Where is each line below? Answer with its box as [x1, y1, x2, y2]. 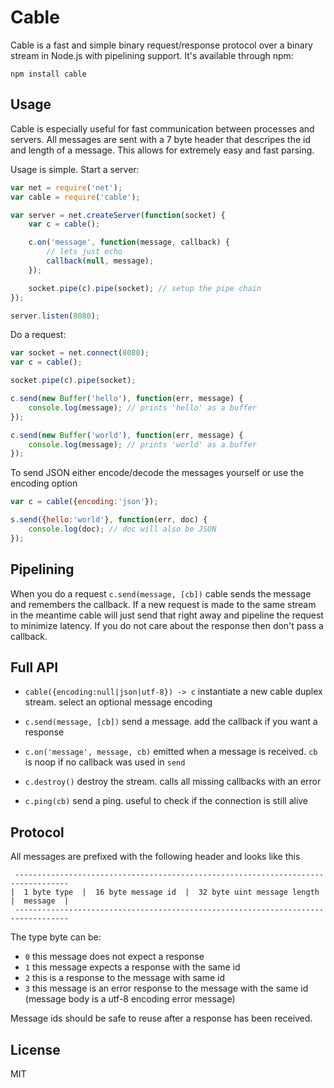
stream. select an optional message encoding [24, 696, 213, 708]
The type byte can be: [10, 931, 102, 943]
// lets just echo [46, 247, 123, 257]
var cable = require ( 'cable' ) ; [10, 192, 141, 202]
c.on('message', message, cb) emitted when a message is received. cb [24, 746, 318, 758]
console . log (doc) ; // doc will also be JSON [28, 524, 217, 534]
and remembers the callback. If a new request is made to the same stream [10, 598, 317, 610]
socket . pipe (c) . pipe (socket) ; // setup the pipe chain [28, 283, 262, 293]
